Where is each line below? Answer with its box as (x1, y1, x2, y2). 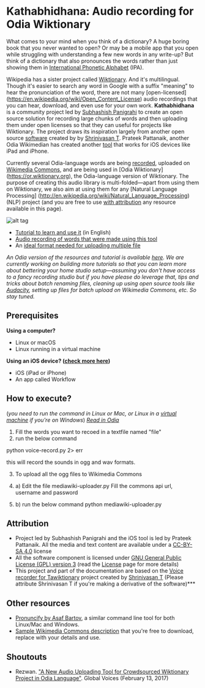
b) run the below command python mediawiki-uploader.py (15, 500, 162, 508)
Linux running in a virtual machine (15, 345, 101, 352)
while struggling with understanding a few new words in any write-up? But (6, 50, 194, 58)
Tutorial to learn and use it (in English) (15, 228, 111, 236)
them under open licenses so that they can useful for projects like (6, 121, 172, 128)
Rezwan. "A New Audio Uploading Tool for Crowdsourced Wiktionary (15, 668, 189, 675)
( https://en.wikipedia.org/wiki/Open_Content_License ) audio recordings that (6, 95, 198, 102)
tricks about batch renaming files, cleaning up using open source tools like (6, 279, 195, 287)
